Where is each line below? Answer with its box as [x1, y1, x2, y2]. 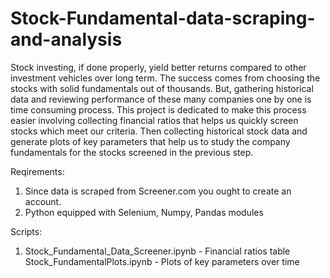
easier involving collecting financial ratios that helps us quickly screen [10, 114, 299, 126]
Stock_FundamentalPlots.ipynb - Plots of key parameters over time [24, 255, 300, 267]
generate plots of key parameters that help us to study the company [10, 135, 291, 147]
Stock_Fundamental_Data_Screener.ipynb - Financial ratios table [24, 245, 291, 257]
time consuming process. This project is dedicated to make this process [10, 103, 307, 116]
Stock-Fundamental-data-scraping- [10, 7, 316, 30]
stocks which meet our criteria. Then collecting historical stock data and [10, 125, 308, 137]
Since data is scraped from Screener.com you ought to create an [24, 185, 292, 197]
